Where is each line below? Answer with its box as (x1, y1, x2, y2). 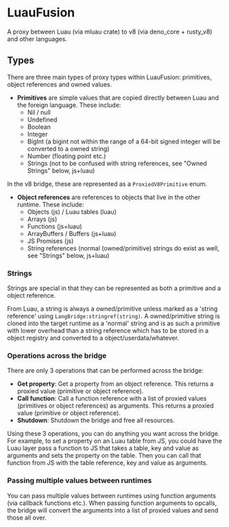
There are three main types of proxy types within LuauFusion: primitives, (7, 73, 213, 81)
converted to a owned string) (27, 144, 110, 152)
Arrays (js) (27, 215, 58, 223)
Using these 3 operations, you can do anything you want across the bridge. (7, 430, 220, 438)
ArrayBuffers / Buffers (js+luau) (27, 229, 117, 237)
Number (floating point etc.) (27, 152, 106, 160)
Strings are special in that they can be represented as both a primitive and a (7, 284, 221, 292)
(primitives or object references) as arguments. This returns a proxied (16, 401, 214, 410)
